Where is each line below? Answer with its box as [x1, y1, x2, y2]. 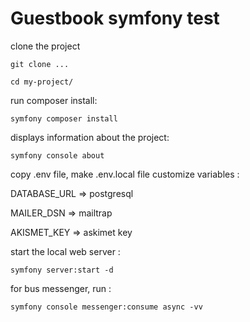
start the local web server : [10, 245, 121, 257]
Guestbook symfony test [10, 7, 220, 30]
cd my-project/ [10, 77, 74, 87]
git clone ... [10, 59, 70, 69]
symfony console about [10, 150, 105, 161]
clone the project [10, 40, 81, 52]
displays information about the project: [10, 131, 170, 143]
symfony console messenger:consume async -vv [10, 302, 203, 312]
